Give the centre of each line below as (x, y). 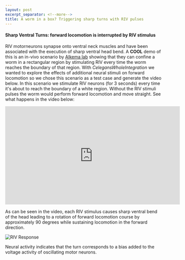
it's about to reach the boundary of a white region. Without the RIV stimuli (81, 88)
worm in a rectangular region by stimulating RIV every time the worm (76, 62)
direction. (15, 227)
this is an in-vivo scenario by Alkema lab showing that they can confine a (80, 57)
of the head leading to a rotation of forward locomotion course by (72, 217)
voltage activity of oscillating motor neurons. (51, 252)
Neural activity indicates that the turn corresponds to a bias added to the (80, 247)
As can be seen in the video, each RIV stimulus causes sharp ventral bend (81, 211)
